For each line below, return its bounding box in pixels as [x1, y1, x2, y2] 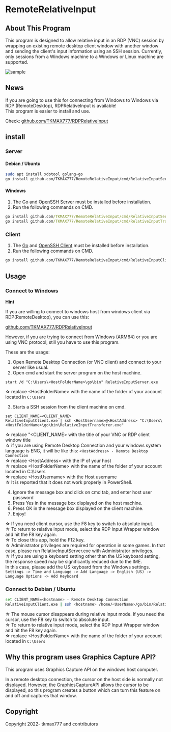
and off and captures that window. [5, 692, 77, 698]
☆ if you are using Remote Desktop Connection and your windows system [5, 442, 161, 448]
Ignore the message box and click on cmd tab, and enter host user [12, 489, 152, 495]
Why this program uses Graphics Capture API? [5, 653, 156, 662]
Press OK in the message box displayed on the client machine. [12, 505, 144, 511]
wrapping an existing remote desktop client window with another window [5, 43, 159, 49]
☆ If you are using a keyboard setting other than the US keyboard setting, [5, 553, 160, 559]
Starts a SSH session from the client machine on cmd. [12, 403, 126, 410]
